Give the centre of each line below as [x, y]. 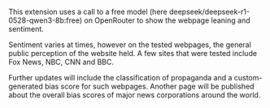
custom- [248, 78]
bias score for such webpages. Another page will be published [149, 86]
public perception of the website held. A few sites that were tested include [133, 53]
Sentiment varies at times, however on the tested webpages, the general [130, 45]
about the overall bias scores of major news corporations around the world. [135, 95]
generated [26, 86]
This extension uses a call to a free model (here [88, 12]
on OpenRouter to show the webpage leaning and [167, 20]
